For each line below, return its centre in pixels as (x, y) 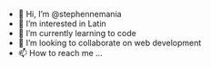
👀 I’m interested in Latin (62, 24)
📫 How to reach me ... (60, 53)
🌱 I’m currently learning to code (77, 33)
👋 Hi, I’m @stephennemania (70, 14)
